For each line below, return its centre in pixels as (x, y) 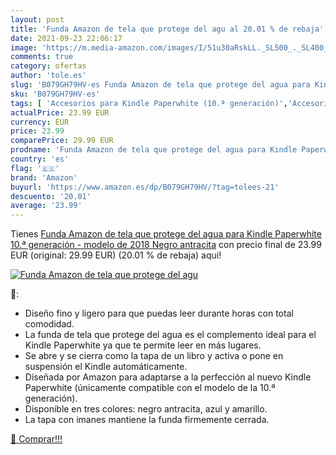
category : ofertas (48, 66)
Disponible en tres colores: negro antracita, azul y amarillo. (146, 409)
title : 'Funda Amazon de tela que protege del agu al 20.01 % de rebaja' (167, 29)
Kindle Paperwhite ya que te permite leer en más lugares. (143, 345)
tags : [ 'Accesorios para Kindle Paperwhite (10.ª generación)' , (149, 103)
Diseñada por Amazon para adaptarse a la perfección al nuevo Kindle (168, 377)
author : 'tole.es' (48, 76)
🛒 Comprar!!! (36, 439)
